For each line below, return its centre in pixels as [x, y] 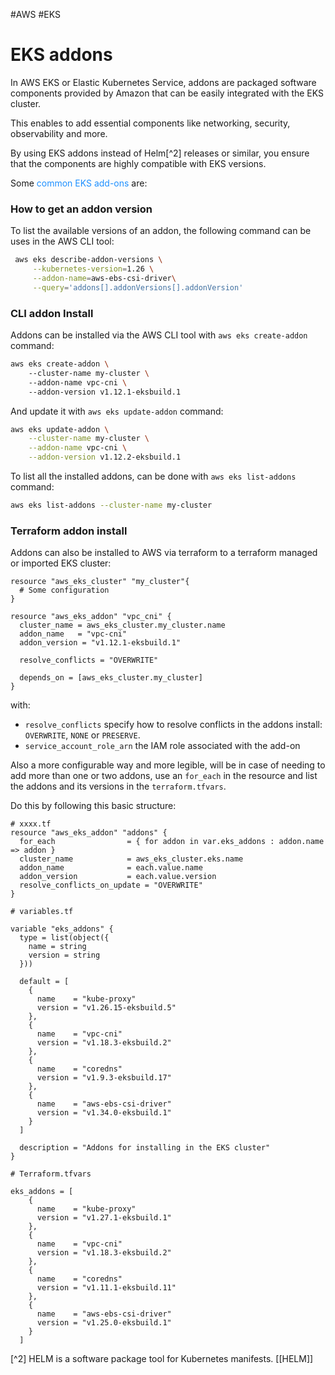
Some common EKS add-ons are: [79, 183]
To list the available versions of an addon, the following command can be [161, 231]
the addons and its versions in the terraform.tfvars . [118, 786]
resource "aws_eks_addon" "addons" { [89, 833]
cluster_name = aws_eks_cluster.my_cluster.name [122, 625]
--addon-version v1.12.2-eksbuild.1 [105, 457]
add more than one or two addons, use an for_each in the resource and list [164, 776]
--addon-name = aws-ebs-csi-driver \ [104, 278]
